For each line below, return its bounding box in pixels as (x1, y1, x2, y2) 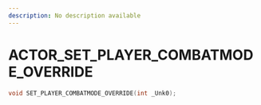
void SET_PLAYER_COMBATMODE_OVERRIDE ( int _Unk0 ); (8, 89, 177, 97)
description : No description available (8, 11, 141, 20)
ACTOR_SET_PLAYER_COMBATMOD (8, 45, 254, 64)
